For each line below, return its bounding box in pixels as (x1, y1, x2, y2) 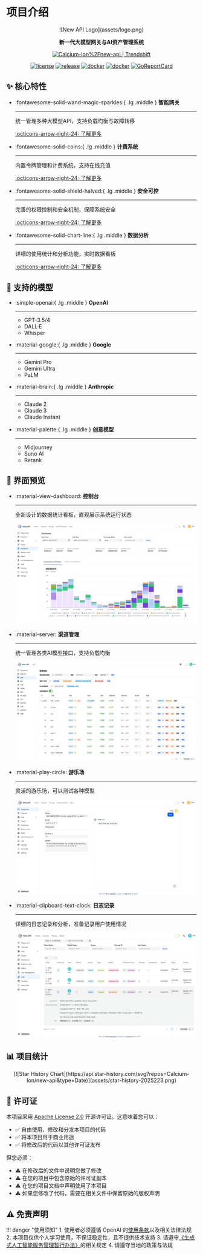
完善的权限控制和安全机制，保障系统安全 (14, 205, 116, 213)
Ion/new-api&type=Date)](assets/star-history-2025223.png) (26, 1077, 177, 1084)
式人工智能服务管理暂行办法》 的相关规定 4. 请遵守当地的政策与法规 (6, 1241, 173, 1249)
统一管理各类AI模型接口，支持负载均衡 (14, 649, 111, 656)
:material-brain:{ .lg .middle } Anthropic (14, 383, 114, 390)
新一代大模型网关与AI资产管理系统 (59, 38, 144, 45)
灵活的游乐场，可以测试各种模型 (14, 787, 95, 794)
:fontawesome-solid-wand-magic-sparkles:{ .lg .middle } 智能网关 (14, 98, 180, 106)
